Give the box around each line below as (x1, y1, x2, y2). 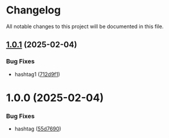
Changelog (6, 4, 61, 17)
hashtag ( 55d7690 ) (14, 125, 62, 132)
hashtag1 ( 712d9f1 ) (14, 71, 60, 78)
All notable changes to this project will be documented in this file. (6, 23, 164, 30)
